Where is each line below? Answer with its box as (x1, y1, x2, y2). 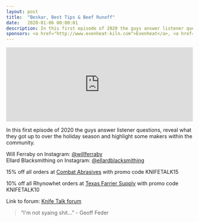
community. (6, 139, 35, 146)
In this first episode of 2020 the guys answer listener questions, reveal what (6, 126, 192, 134)
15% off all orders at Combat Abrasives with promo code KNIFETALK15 (6, 169, 179, 176)
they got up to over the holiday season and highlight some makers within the (6, 133, 192, 140)
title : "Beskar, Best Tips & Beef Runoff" (6, 14, 115, 20)
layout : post (6, 8, 38, 15)
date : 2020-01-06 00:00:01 (6, 20, 78, 26)
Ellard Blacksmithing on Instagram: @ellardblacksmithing (6, 157, 145, 164)
